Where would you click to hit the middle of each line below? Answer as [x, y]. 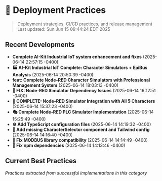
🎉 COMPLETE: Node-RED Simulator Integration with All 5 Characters [84, 101]
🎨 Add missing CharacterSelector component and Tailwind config [81, 129]
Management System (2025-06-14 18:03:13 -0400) [65, 85]
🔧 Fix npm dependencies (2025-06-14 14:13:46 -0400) [69, 145]
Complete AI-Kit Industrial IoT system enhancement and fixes [77, 57]
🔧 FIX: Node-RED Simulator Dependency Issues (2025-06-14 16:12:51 [84, 90]
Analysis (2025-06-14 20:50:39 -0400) [53, 74]
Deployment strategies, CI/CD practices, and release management [85, 24]
